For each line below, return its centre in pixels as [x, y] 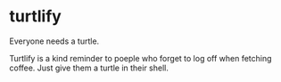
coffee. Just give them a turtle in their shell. [89, 68]
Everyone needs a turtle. [54, 41]
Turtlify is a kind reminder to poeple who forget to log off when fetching [140, 58]
